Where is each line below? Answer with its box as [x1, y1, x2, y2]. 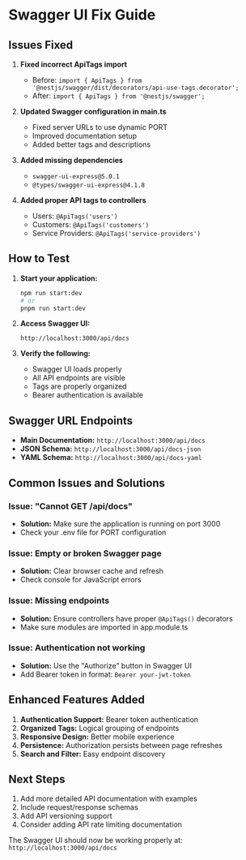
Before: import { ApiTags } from [32, 75, 142, 84]
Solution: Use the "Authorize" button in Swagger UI [19, 660, 193, 670]
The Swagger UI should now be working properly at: [8, 836, 184, 845]
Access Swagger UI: [19, 319, 91, 329]
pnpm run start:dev [19, 304, 87, 312]
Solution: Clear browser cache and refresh [19, 566, 164, 576]
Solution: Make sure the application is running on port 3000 [19, 518, 221, 528]
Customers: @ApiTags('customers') [32, 220, 150, 229]
